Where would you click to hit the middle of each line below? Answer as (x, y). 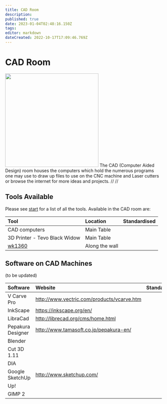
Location (96, 221)
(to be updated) (21, 275)
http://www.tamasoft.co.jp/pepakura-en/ (83, 330)
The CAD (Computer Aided (127, 165)
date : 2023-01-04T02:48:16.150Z (39, 24)
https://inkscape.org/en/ (64, 311)
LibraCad (18, 319)
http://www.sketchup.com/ (67, 375)
